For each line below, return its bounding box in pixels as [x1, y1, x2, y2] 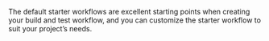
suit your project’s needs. [8, 24, 93, 33]
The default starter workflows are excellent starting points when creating [8, 7, 250, 16]
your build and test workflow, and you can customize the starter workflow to [8, 15, 262, 25]
